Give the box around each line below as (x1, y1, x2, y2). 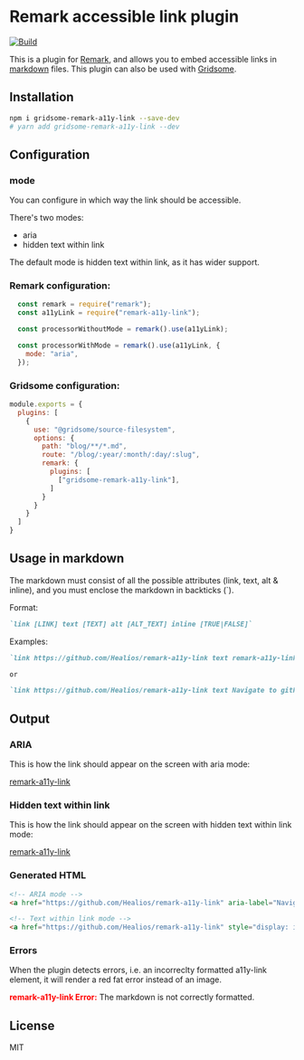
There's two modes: (9, 213, 84, 223)
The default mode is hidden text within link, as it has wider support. (9, 257, 260, 268)
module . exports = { (9, 400, 83, 409)
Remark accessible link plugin (9, 6, 240, 27)
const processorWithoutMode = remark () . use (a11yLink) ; (17, 325, 229, 334)
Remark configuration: (9, 279, 111, 292)
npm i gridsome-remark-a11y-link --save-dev (9, 113, 180, 123)
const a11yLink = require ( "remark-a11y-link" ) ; (17, 308, 201, 317)
